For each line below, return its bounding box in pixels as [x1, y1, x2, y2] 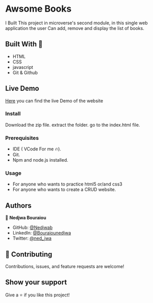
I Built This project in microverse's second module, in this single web [5, 20, 148, 26]
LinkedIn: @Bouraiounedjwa [12, 230, 71, 236]
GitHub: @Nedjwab [12, 224, 53, 231]
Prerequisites [5, 134, 39, 141]
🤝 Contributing [5, 250, 53, 258]
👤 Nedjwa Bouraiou [5, 215, 46, 221]
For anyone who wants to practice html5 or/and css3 [12, 181, 123, 187]
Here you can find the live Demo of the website [5, 97, 104, 104]
